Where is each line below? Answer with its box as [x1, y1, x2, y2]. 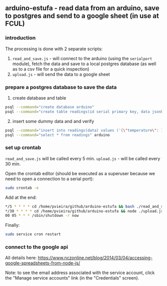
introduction [5, 34, 36, 41]
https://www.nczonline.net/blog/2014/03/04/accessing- [38, 255, 153, 261]
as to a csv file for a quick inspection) [12, 66, 89, 72]
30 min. [5, 161, 21, 167]
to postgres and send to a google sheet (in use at [5, 12, 159, 20]
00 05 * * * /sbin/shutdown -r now [5, 213, 79, 218]
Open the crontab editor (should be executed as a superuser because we [5, 170, 155, 176]
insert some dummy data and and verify [12, 118, 94, 124]
